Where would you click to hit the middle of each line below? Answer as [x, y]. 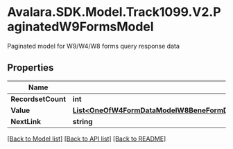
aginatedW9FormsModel [80, 27]
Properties [31, 68]
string [83, 121]
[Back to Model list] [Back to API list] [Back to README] [87, 139]
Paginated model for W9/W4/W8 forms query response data [94, 46]
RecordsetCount [38, 99]
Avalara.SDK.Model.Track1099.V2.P [114, 12]
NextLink [26, 121]
